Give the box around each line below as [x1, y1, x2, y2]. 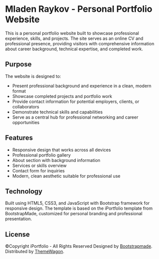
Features [5, 134, 33, 142]
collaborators [12, 103, 39, 109]
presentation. [5, 216, 32, 222]
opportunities [12, 119, 40, 125]
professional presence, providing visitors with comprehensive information [5, 40, 155, 46]
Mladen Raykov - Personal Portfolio [5, 3, 153, 15]
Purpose [5, 60, 32, 68]
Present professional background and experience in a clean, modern [12, 83, 152, 89]
